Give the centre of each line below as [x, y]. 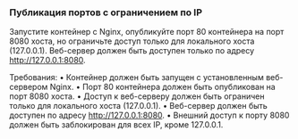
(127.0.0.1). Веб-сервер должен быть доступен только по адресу [132, 51]
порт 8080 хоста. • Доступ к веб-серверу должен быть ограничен [137, 96]
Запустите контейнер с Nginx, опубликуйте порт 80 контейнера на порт [147, 32]
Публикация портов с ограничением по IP [106, 12]
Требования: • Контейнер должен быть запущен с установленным [136, 78]
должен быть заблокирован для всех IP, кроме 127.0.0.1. [116, 125]
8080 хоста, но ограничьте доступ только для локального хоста [132, 41]
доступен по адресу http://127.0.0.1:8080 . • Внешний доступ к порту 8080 [149, 115]
